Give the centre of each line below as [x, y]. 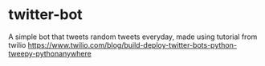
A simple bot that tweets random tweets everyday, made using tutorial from [133, 37]
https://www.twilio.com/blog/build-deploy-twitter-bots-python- [132, 45]
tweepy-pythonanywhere [50, 53]
